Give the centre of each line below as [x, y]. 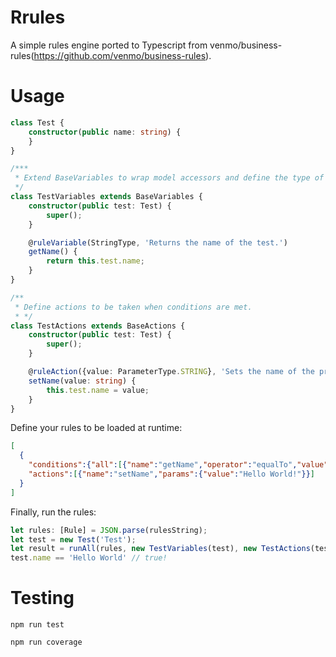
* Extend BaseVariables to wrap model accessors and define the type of [169, 178]
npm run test [37, 625]
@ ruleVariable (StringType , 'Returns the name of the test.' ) [158, 242]
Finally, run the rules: [53, 512]
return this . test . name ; [95, 261]
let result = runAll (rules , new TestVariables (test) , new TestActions [160, 549]
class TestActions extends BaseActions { [98, 326]
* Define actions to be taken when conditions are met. [133, 307]
